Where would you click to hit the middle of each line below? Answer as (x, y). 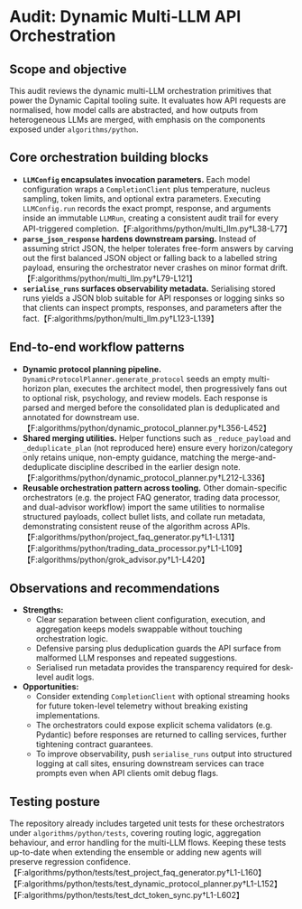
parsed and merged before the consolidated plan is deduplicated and (151, 408)
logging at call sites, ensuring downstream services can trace (150, 764)
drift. (279, 267)
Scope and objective (68, 69)
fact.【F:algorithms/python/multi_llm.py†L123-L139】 (120, 318)
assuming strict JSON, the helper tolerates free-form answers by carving (158, 248)
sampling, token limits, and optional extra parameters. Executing (142, 198)
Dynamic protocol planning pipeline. (92, 369)
